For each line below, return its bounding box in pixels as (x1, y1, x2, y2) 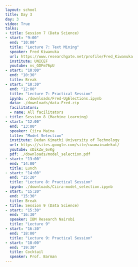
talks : (5, 26, 19, 31)
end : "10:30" (9, 73, 37, 78)
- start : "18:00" (5, 240, 41, 245)
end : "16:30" (9, 212, 37, 217)
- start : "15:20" (5, 189, 41, 194)
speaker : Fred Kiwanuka (9, 49, 59, 54)
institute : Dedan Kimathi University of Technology (9, 138, 120, 143)
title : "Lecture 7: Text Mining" (9, 45, 79, 50)
